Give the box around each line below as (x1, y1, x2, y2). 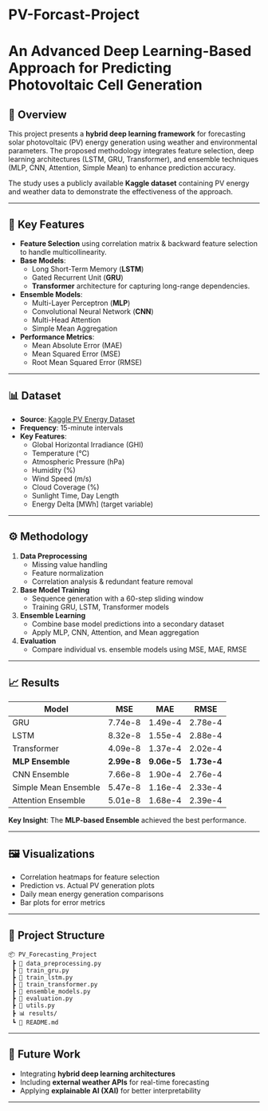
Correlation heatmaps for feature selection (19, 872, 160, 882)
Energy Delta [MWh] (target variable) (31, 499, 154, 509)
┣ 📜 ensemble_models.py (11, 988, 91, 996)
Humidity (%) (31, 465, 76, 474)
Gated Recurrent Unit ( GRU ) (31, 273, 124, 282)
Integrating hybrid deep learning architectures (19, 1069, 175, 1078)
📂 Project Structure (8, 928, 105, 942)
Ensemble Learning (19, 610, 86, 620)
